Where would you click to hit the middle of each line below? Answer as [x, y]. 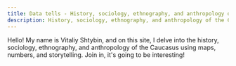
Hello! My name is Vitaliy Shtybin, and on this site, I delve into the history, [113, 40]
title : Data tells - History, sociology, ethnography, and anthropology [116, 14]
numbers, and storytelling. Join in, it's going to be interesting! [96, 55]
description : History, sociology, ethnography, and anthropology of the [116, 20]
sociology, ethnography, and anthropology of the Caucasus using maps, [112, 47]
